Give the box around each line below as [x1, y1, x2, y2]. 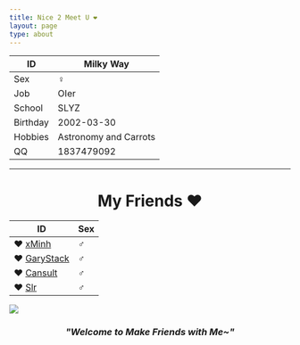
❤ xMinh [13, 238, 52, 251]
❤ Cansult [13, 267, 58, 279]
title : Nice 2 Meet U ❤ [9, 12, 98, 22]
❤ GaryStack [13, 252, 70, 265]
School [13, 102, 43, 114]
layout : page [9, 21, 58, 30]
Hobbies [13, 131, 49, 144]
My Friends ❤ [97, 191, 203, 210]
